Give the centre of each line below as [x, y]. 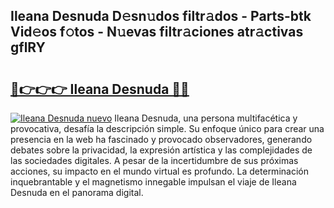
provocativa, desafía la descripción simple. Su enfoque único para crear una [167, 128]
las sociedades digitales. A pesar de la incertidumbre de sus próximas [154, 160]
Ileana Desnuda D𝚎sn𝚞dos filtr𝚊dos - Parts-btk [161, 16]
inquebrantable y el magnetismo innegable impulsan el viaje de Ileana [153, 182]
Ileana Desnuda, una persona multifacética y [206, 118]
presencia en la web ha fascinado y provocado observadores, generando [161, 139]
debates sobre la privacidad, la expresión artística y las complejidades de [161, 150]
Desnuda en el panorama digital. [77, 192]
